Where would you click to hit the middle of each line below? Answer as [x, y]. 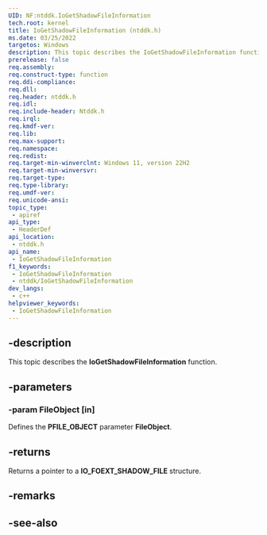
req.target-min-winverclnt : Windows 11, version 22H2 [99, 164]
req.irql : [25, 119]
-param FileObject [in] [52, 410]
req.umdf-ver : [32, 192]
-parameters [40, 387]
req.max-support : [37, 141]
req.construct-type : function [58, 75]
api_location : [32, 237]
